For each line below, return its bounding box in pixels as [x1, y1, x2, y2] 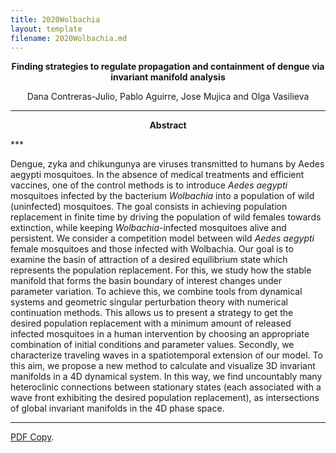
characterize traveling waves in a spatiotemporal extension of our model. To [10, 349, 323, 361]
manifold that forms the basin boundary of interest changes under [10, 275, 283, 287]
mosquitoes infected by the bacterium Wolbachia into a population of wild [10, 190, 315, 202]
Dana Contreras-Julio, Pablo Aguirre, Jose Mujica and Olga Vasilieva [26, 91, 310, 103]
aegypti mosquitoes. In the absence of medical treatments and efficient [10, 169, 305, 181]
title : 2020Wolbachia [10, 14, 101, 25]
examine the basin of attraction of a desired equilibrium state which [10, 254, 288, 266]
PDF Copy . [10, 431, 55, 443]
